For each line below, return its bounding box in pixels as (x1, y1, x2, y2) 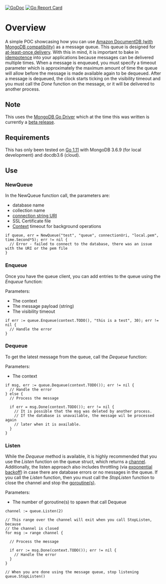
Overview (5, 22, 46, 33)
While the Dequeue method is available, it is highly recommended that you (5, 453, 157, 460)
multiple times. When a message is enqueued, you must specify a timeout (5, 60, 157, 66)
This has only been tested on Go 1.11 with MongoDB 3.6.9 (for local (5, 147, 142, 153)
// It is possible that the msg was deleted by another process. (14, 408, 153, 414)
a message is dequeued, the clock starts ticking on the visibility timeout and (5, 75, 161, 82)
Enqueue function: (5, 279, 43, 285)
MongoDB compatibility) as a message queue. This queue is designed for (5, 44, 156, 50)
